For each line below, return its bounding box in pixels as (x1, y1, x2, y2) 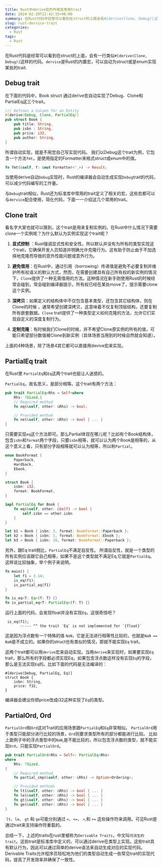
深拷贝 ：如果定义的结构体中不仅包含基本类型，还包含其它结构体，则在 (12, 298, 153, 304)
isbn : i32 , (14, 484, 36, 489)
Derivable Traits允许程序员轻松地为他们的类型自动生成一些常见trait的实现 (5, 851, 151, 856)
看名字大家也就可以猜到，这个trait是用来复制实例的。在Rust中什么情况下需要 (5, 225, 158, 230)
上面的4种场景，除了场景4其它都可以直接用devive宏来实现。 (5, 343, 126, 349)
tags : (5, 34, 16, 39)
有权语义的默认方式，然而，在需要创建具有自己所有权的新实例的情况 (20, 270, 157, 275)
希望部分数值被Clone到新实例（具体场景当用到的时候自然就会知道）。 (20, 333, 158, 338)
